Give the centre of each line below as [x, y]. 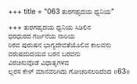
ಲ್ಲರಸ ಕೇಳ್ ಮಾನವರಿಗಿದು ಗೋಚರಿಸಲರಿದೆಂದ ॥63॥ [69, 71]
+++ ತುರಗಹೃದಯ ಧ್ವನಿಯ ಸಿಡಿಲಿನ [50, 27]
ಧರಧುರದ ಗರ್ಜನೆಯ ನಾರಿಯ [42, 36]
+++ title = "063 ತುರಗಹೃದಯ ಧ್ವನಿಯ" [61, 11]
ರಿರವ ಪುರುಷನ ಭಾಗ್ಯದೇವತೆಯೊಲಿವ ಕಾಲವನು [60, 45]
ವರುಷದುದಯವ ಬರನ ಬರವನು [44, 53]
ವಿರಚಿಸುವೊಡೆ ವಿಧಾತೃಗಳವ [38, 62]
